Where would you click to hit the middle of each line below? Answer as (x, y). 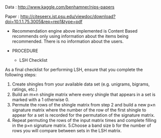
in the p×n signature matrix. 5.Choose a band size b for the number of (81, 125)
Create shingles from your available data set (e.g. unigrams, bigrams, (81, 84)
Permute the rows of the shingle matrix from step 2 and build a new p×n (84, 105)
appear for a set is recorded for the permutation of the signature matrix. (83, 115)
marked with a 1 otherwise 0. (41, 100)
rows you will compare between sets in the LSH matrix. (67, 130)
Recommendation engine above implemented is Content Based (75, 31)
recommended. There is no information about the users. (68, 41)
